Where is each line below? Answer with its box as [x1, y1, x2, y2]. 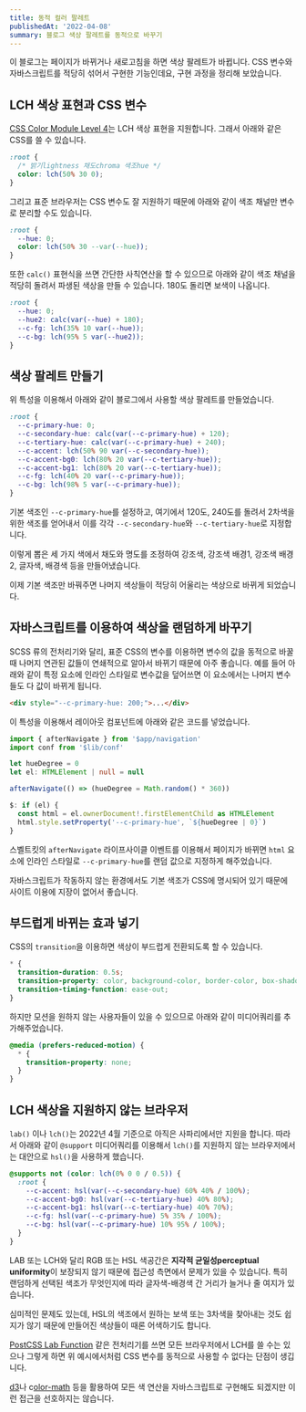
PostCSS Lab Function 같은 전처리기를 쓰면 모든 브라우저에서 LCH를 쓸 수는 [9, 1339, 281, 1350]
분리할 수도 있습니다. [18, 207, 93, 218]
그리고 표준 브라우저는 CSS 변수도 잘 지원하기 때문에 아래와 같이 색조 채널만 [9, 195, 278, 206]
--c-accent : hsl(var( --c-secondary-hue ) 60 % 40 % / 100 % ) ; [25, 1186, 250, 1196]
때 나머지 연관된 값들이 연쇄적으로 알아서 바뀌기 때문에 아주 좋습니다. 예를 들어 [9, 657, 287, 668]
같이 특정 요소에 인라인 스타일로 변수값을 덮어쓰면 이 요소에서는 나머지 [25, 668, 275, 680]
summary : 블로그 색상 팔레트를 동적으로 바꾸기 [9, 30, 163, 39]
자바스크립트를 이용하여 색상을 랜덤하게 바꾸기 [9, 620, 252, 635]
